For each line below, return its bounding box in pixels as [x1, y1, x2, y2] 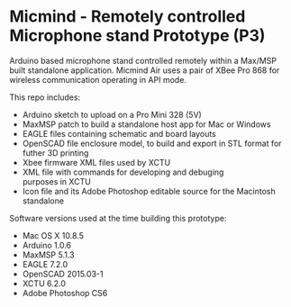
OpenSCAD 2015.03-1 [22, 268, 104, 279]
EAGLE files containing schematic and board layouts [22, 128, 216, 139]
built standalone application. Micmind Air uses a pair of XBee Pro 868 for [9, 65, 280, 76]
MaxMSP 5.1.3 [22, 249, 75, 260]
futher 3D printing [22, 147, 89, 158]
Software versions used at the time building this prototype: [9, 212, 227, 223]
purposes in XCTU [22, 176, 92, 186]
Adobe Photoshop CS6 [22, 287, 108, 298]
